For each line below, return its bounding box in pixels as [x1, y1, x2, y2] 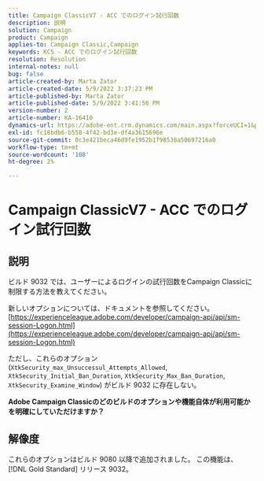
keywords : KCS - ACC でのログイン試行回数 [8, 48, 137, 56]
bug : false [8, 70, 44, 78]
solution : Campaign [8, 26, 72, 34]
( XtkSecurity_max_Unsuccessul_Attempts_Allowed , [8, 363, 168, 372]
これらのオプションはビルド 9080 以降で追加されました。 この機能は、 [8, 454, 238, 464]
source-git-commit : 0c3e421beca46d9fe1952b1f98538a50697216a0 [8, 135, 216, 144]
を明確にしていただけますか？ [8, 407, 104, 416]
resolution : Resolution [8, 56, 86, 64]
